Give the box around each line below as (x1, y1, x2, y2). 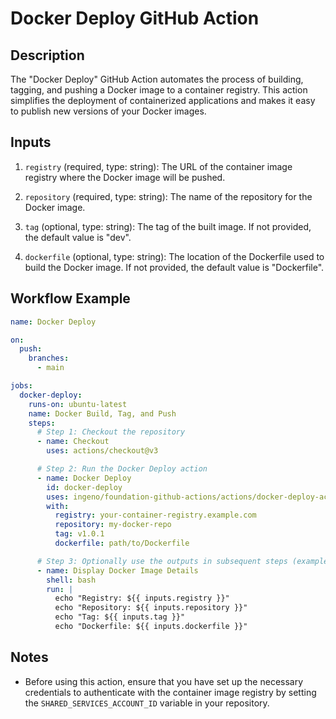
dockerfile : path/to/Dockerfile (54, 538, 190, 548)
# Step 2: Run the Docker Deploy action (36, 464, 208, 474)
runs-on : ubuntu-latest (28, 399, 128, 409)
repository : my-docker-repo (54, 520, 172, 530)
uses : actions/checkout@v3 (46, 446, 159, 456)
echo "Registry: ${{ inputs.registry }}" (54, 593, 230, 604)
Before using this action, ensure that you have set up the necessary (24, 675, 304, 687)
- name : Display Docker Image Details (36, 565, 199, 576)
